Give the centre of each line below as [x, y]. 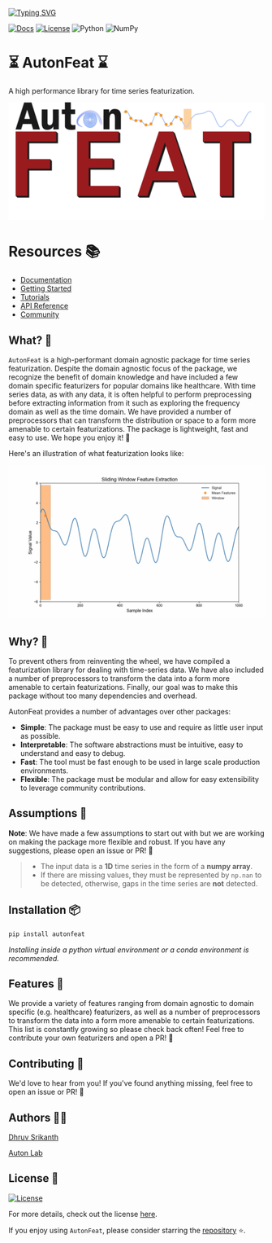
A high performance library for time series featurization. [101, 90]
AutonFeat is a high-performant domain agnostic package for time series [130, 360]
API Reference [44, 306]
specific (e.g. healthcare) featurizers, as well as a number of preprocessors [134, 1012]
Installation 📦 [45, 910]
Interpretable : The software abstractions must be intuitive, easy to [132, 744]
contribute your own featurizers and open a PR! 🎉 [91, 1038]
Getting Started [45, 288]
